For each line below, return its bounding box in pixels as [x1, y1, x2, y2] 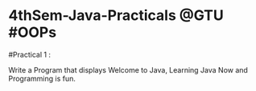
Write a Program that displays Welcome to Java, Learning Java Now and [8, 65, 248, 74]
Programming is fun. [8, 73, 76, 83]
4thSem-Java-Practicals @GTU [8, 6, 224, 25]
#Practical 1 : [8, 49, 51, 59]
